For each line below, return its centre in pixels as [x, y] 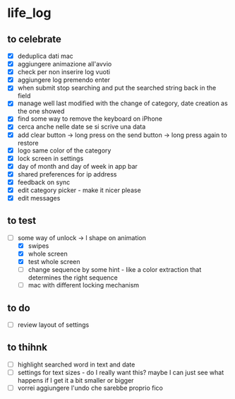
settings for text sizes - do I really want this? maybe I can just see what [121, 372]
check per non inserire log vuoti [64, 72]
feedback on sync [44, 182]
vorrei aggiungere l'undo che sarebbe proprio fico [90, 388]
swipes [38, 246]
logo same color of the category [64, 150]
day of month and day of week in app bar [77, 166]
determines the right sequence [73, 278]
